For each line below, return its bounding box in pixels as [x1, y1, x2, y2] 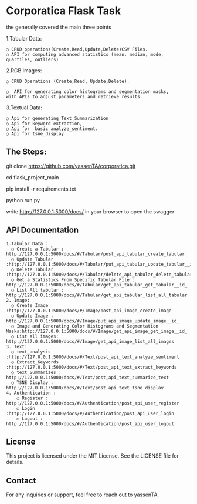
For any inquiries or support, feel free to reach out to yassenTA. [6, 491, 159, 498]
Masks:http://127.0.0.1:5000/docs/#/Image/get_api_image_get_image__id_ [6, 328, 188, 334]
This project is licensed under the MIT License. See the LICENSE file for [6, 452, 179, 459]
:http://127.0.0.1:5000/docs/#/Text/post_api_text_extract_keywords [6, 364, 177, 370]
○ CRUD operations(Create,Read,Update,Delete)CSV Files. [6, 46, 148, 52]
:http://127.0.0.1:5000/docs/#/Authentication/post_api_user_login [6, 410, 175, 416]
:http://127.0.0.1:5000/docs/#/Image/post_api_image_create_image [6, 308, 172, 313]
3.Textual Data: [6, 104, 43, 111]
